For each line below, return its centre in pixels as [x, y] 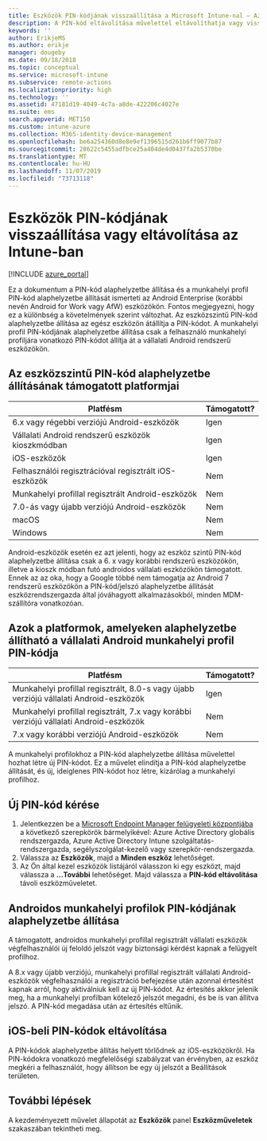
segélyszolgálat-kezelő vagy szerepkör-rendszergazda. [164, 849]
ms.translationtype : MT [48, 156]
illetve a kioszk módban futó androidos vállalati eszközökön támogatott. [125, 569]
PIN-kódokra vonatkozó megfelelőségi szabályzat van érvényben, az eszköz [133, 1059]
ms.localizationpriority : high [60, 90]
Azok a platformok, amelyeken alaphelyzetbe [122, 628]
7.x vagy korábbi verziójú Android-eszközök [95, 735]
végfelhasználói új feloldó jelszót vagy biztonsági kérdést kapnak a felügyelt [133, 948]
